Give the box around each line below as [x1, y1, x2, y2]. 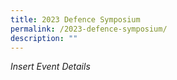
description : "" [10, 33, 78, 43]
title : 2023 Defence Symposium [10, 14, 141, 25]
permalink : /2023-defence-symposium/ [10, 24, 168, 34]
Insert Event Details [10, 61, 91, 73]
